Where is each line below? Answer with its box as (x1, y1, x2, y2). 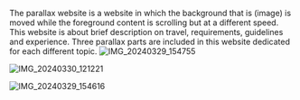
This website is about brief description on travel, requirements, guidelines (9, 27, 284, 37)
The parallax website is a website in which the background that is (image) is (9, 8, 292, 18)
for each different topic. (9, 46, 98, 57)
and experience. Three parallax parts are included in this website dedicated (9, 36, 291, 47)
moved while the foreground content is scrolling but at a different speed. (9, 17, 279, 28)
